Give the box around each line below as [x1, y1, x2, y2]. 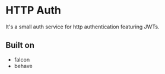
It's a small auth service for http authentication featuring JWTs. [5, 23, 160, 30]
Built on [5, 40, 35, 50]
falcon [14, 56, 30, 63]
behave [14, 62, 33, 69]
